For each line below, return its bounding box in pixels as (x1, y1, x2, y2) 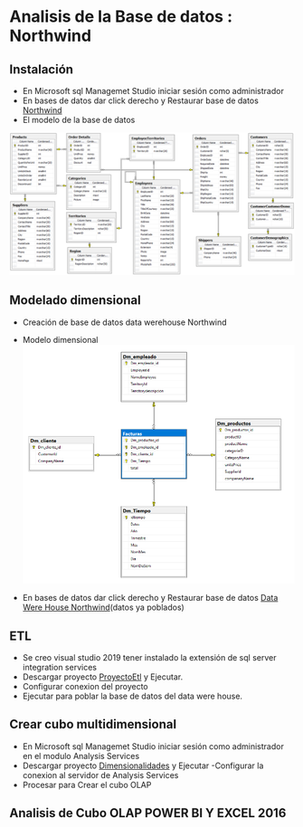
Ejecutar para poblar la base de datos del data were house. (22, 690, 242, 702)
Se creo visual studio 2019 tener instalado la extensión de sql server (22, 652, 277, 663)
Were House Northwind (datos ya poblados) (22, 602, 185, 613)
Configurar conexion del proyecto (22, 681, 149, 692)
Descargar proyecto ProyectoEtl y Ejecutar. (22, 671, 184, 682)
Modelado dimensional (9, 292, 142, 309)
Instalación (9, 62, 74, 77)
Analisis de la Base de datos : (9, 6, 233, 27)
